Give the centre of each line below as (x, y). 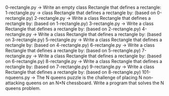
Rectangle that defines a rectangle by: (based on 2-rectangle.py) (73, 29)
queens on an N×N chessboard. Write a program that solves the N (95, 83)
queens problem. (23, 88)
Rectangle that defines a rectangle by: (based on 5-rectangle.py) (73, 51)
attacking (15, 83)
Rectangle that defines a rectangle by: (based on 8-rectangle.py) (73, 72)
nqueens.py (18, 77)
